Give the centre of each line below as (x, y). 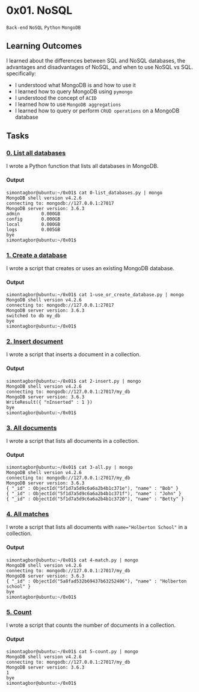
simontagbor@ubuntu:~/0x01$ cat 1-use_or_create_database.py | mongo (95, 295)
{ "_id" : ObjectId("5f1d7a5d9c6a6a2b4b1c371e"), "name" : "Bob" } (93, 489)
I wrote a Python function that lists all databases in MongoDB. (83, 166)
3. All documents (32, 428)
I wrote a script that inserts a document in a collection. (74, 354)
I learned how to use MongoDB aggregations (68, 104)
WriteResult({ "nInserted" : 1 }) (50, 402)
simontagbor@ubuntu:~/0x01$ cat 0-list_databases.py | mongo (84, 193)
